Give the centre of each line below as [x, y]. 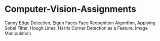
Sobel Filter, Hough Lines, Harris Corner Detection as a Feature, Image [76, 28]
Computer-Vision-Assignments [70, 9]
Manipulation [18, 33]
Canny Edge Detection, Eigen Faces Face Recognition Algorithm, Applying [80, 23]
